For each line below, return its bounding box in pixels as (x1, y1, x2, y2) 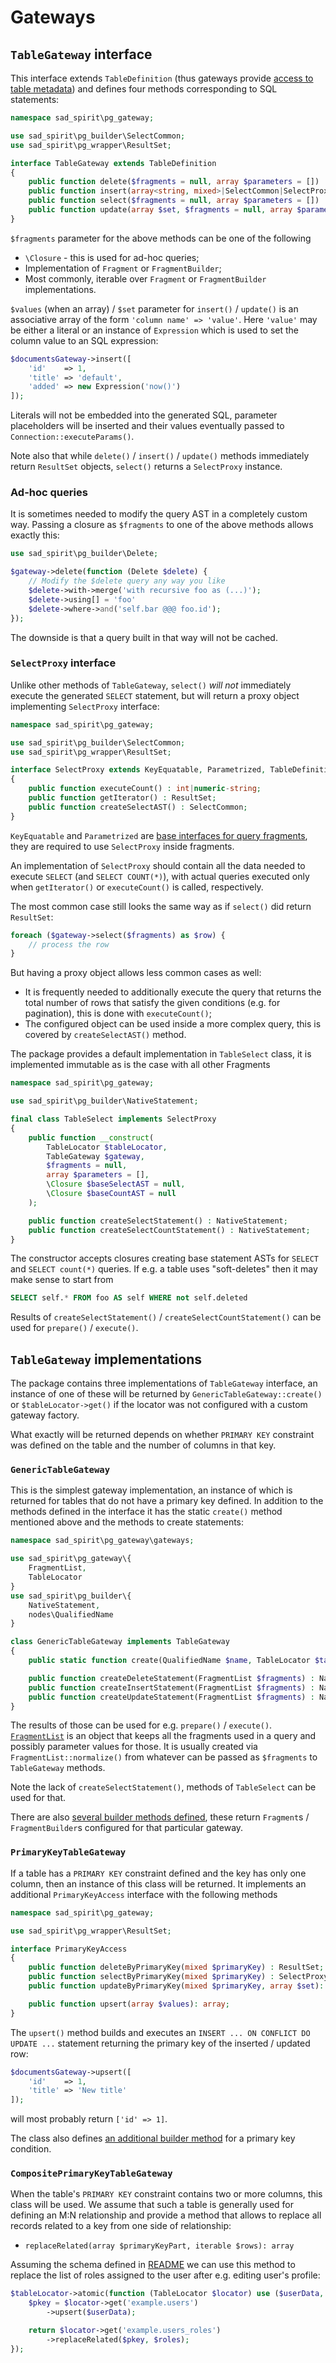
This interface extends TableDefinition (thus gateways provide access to (10, 72, 314, 84)
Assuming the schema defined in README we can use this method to (10, 2259, 296, 2271)
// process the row (28, 939, 110, 950)
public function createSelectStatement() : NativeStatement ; (28, 1216, 288, 1226)
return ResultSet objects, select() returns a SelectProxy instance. (10, 461, 283, 473)
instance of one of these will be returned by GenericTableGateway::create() (10, 1388, 323, 1400)
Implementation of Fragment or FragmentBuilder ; (24, 262, 222, 274)
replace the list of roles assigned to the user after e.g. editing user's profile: (10, 2269, 321, 2281)
